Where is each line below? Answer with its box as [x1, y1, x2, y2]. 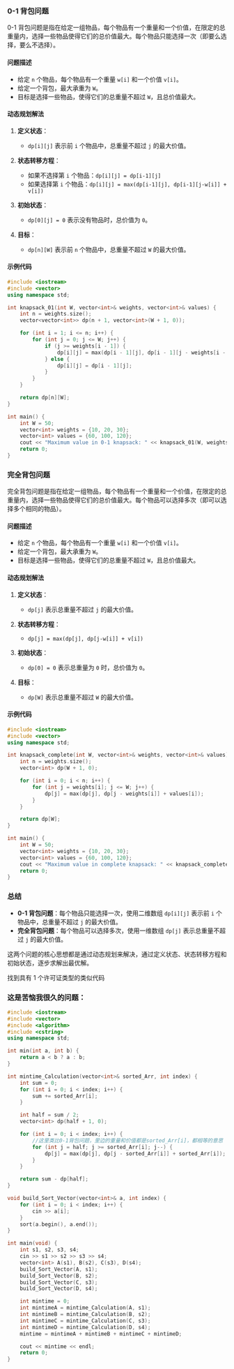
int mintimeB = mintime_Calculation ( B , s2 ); [19, 1311, 151, 1318]
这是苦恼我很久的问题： [7, 993, 86, 1002]
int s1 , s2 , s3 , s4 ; [19, 1246, 79, 1254]
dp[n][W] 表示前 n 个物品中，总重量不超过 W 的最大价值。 [27, 245, 190, 253]
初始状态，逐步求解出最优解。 [7, 959, 93, 967]
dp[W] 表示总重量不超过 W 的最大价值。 [27, 693, 138, 701]
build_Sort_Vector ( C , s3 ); [19, 1279, 98, 1286]
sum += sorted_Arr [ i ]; [32, 1093, 98, 1100]
